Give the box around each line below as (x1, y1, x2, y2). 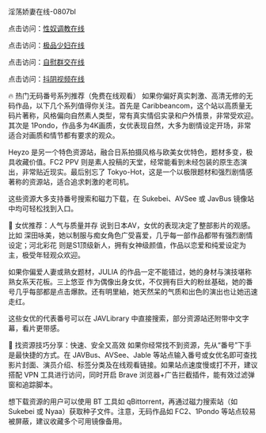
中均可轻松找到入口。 (8, 204, 78, 213)
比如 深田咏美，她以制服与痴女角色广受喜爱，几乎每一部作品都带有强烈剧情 (8, 230, 253, 240)
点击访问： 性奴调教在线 (8, 24, 85, 33)
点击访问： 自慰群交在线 (8, 58, 85, 66)
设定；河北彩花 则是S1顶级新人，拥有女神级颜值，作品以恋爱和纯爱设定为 (8, 241, 247, 249)
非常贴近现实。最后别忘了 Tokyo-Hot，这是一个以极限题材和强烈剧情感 (21, 167, 253, 177)
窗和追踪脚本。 (8, 380, 57, 389)
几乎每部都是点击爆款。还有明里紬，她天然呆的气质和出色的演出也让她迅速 (14, 287, 258, 296)
